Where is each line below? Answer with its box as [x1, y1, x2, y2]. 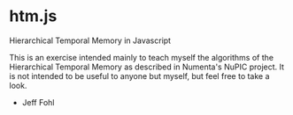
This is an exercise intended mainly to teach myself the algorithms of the [9, 52, 274, 62]
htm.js [9, 6, 58, 26]
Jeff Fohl [21, 97, 55, 107]
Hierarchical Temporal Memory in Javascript [9, 35, 171, 46]
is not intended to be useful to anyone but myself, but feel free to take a [9, 70, 270, 81]
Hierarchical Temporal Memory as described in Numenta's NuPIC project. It [9, 61, 285, 72]
